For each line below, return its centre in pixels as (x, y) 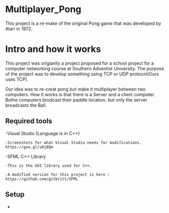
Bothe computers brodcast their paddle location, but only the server (76, 100)
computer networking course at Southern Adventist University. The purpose (85, 68)
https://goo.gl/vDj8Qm (29, 147)
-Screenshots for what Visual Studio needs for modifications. (74, 143)
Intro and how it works (53, 49)
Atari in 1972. (19, 28)
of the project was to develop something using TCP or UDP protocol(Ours (82, 74)
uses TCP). (17, 79)
